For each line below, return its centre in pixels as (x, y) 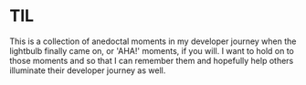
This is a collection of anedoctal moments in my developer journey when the (153, 41)
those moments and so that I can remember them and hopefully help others (152, 60)
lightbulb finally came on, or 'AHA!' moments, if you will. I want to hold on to (152, 50)
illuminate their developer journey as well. (88, 70)
